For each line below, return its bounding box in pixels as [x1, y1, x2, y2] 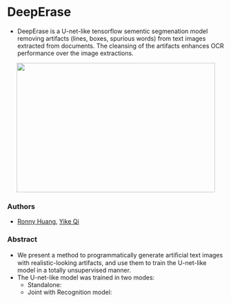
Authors [7, 202, 36, 211]
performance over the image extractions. [17, 49, 134, 57]
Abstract [7, 235, 38, 244]
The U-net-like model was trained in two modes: [17, 273, 155, 282]
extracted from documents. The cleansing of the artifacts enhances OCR [17, 41, 224, 50]
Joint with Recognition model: [27, 288, 112, 296]
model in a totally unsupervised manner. [17, 266, 131, 274]
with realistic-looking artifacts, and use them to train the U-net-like [17, 258, 207, 266]
